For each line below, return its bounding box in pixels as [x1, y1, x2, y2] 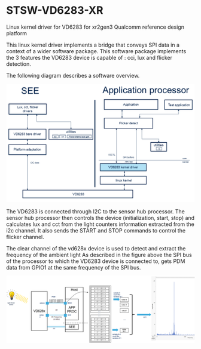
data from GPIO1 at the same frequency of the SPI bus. [6, 264, 141, 271]
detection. [6, 60, 32, 68]
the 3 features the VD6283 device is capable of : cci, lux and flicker [6, 54, 172, 61]
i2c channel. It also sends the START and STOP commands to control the [6, 227, 186, 234]
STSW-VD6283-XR [6, 4, 103, 17]
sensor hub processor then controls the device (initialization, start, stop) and [6, 215, 195, 222]
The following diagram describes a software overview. [6, 72, 140, 79]
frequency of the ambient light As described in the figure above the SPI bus [6, 252, 193, 259]
